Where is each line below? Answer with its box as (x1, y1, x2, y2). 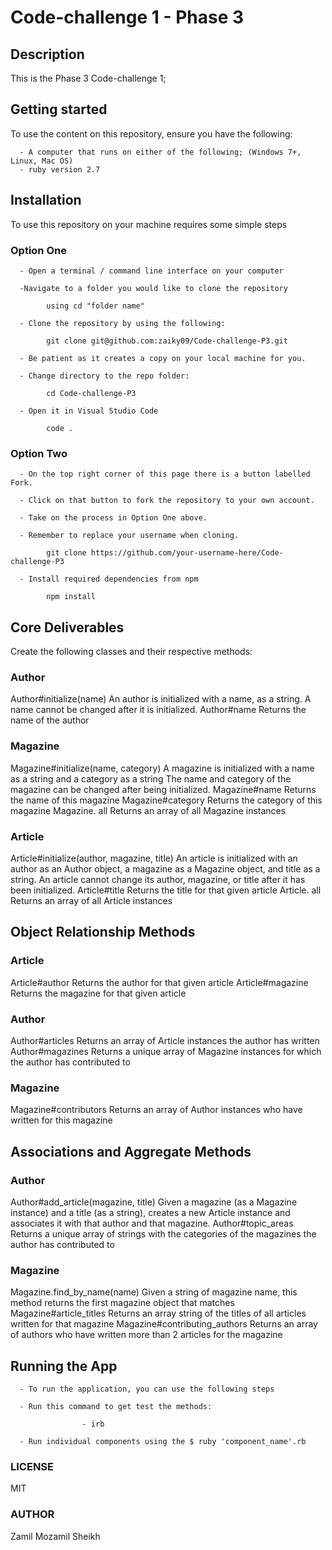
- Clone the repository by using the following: (19, 318, 226, 328)
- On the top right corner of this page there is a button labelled (19, 469, 311, 480)
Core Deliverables (10, 619, 125, 636)
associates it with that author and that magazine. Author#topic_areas (10, 1217, 294, 1229)
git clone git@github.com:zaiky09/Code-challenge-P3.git (46, 336, 288, 346)
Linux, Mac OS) (10, 156, 74, 166)
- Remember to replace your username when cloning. (19, 531, 240, 541)
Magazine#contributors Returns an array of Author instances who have (10, 1104, 303, 1116)
